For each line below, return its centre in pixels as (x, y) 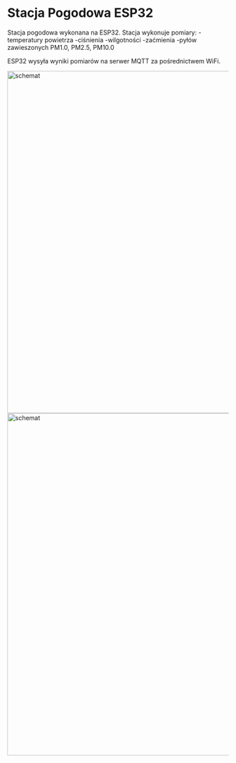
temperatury (25, 39)
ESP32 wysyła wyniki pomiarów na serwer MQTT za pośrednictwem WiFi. (114, 61)
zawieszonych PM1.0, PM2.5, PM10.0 (61, 47)
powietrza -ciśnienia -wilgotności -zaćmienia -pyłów (121, 39)
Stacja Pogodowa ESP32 (80, 13)
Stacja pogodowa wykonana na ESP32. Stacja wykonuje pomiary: (102, 32)
